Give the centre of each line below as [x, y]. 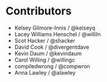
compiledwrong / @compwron [52, 66]
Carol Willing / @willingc [45, 60]
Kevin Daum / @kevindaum [48, 53]
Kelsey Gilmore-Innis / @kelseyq [55, 28]
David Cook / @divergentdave [52, 47]
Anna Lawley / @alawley [45, 72]
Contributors [39, 11]
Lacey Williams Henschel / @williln [57, 34]
